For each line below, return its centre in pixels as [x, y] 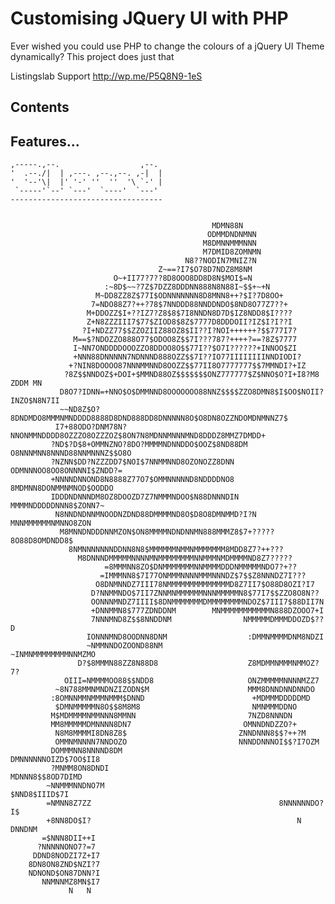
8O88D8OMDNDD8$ [42, 541]
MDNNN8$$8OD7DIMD [46, 777]
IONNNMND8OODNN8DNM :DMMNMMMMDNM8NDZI [205, 637]
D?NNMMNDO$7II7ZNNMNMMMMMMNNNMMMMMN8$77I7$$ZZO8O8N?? [205, 593]
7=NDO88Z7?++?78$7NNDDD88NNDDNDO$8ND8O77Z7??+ [189, 305]
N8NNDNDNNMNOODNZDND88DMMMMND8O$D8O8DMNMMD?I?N [155, 515]
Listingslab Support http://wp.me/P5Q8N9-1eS [106, 76]
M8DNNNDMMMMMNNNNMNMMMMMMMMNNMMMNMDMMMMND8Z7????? [185, 558]
